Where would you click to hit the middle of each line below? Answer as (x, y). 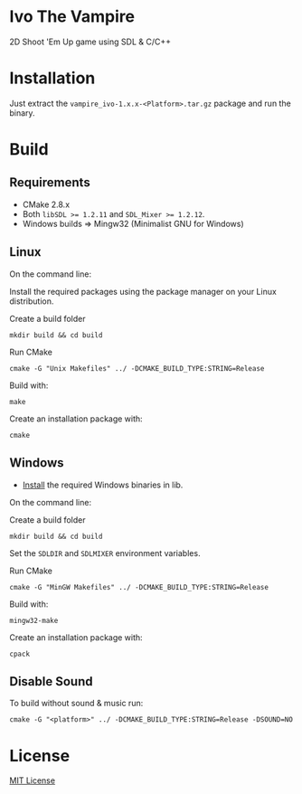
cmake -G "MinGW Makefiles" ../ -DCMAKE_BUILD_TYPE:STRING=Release (139, 587)
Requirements (50, 183)
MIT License (33, 780)
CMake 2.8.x (46, 204)
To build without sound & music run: (76, 704)
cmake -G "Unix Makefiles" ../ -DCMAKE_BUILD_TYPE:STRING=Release (137, 368)
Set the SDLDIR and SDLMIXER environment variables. (105, 553)
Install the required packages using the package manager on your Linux (143, 291)
